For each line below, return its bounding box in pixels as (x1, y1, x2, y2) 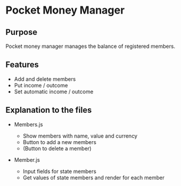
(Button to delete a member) (22, 145, 92, 152)
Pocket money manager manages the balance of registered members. (5, 43, 176, 50)
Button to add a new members (22, 138, 97, 145)
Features (5, 60, 39, 70)
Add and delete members (14, 75, 76, 83)
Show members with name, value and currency (22, 132, 138, 139)
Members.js (14, 120, 44, 128)
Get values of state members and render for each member (22, 174, 165, 181)
